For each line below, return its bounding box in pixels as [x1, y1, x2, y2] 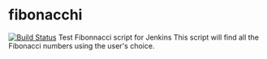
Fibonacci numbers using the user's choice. [8, 40, 155, 50]
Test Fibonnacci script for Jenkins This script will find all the [58, 32, 260, 42]
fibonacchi [8, 6, 83, 24]
